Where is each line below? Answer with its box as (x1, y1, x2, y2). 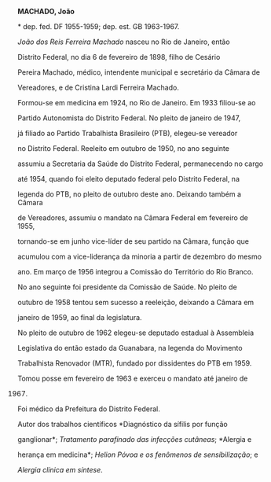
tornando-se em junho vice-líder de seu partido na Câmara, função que (17, 237, 249, 246)
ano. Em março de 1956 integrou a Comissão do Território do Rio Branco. (17, 267, 255, 276)
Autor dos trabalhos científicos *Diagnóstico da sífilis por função (17, 420, 228, 429)
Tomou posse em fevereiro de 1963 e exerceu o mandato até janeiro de (17, 373, 248, 383)
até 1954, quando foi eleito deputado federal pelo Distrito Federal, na (17, 175, 240, 183)
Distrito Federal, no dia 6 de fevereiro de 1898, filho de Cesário (17, 53, 221, 61)
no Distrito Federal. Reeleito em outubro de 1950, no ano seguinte (17, 144, 229, 153)
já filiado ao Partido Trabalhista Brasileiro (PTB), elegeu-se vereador (17, 129, 238, 138)
